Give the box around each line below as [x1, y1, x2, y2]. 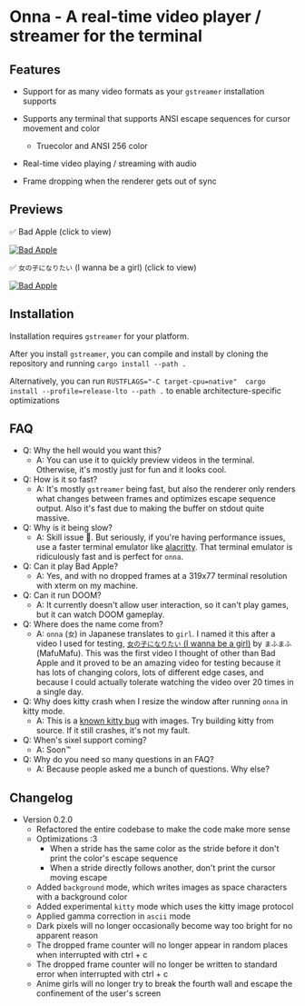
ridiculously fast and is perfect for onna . [35, 552, 184, 563]
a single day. [35, 686, 84, 697]
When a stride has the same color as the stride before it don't [49, 843, 280, 854]
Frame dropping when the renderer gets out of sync [22, 175, 217, 186]
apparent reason [35, 930, 98, 941]
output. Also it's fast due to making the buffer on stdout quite [35, 503, 265, 514]
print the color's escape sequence [49, 852, 179, 864]
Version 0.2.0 [22, 814, 74, 825]
